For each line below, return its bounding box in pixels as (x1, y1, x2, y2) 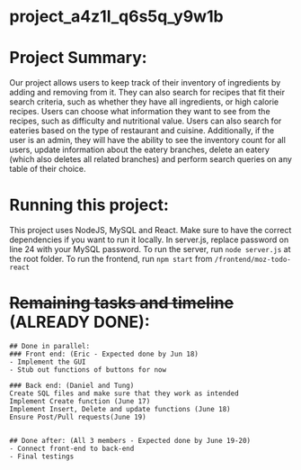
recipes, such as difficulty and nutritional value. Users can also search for (9, 115, 282, 127)
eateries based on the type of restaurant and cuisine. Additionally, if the (9, 125, 275, 136)
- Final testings (9, 452, 75, 461)
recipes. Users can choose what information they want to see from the (9, 106, 271, 117)
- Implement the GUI (9, 357, 87, 366)
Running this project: (9, 195, 169, 215)
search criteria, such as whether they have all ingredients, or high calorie (9, 96, 279, 107)
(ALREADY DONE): (9, 312, 150, 332)
